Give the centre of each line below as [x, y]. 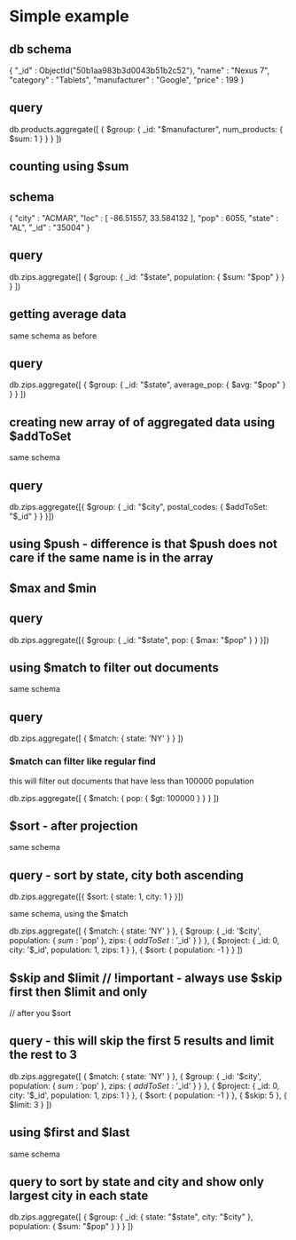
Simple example [70, 16]
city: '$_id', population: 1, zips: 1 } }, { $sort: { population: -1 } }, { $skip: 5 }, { [148, 1095]
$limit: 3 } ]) [31, 1104]
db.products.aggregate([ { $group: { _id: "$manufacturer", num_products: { [146, 129]
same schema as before [53, 336]
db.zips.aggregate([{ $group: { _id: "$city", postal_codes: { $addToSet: [139, 507]
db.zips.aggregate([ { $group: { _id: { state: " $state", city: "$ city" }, [131, 1217]
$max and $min [53, 588]
